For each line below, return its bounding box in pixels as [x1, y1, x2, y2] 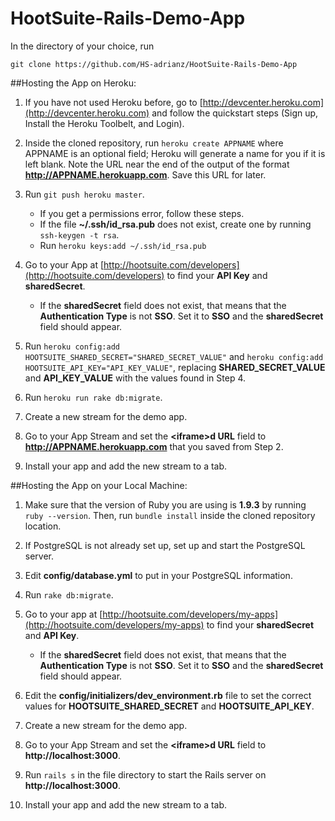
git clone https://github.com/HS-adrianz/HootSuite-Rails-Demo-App [10, 59, 298, 69]
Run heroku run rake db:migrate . [24, 391, 163, 403]
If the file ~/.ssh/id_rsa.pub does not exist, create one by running [39, 218, 312, 230]
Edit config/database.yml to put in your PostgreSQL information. [24, 569, 293, 581]
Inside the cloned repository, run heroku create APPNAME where [24, 137, 284, 149]
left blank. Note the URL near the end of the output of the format [24, 158, 290, 170]
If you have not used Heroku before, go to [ [24, 96, 203, 108]
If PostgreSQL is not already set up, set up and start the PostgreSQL [24, 539, 306, 551]
